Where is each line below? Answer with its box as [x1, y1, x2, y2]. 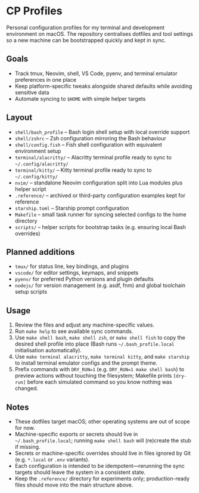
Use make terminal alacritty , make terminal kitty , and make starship [14, 353, 190, 360]
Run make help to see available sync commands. [14, 328, 133, 335]
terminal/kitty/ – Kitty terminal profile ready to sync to [14, 166, 152, 174]
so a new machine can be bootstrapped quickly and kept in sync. [6, 36, 166, 44]
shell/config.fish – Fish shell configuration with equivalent [14, 141, 163, 148]
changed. [14, 385, 39, 392]
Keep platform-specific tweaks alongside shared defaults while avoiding [14, 82, 192, 90]
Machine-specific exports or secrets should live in [14, 431, 138, 437]
